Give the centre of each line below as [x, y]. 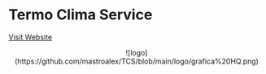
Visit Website [31, 37]
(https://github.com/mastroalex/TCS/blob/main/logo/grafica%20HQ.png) [137, 61]
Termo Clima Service [81, 15]
